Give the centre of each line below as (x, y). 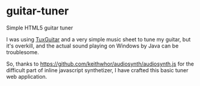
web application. (27, 76)
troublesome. (23, 52)
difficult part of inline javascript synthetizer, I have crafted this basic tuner (97, 70)
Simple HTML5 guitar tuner (40, 28)
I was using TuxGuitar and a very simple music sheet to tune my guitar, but (98, 39)
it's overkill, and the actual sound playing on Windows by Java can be (92, 46)
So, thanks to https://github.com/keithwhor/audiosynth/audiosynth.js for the (100, 64)
